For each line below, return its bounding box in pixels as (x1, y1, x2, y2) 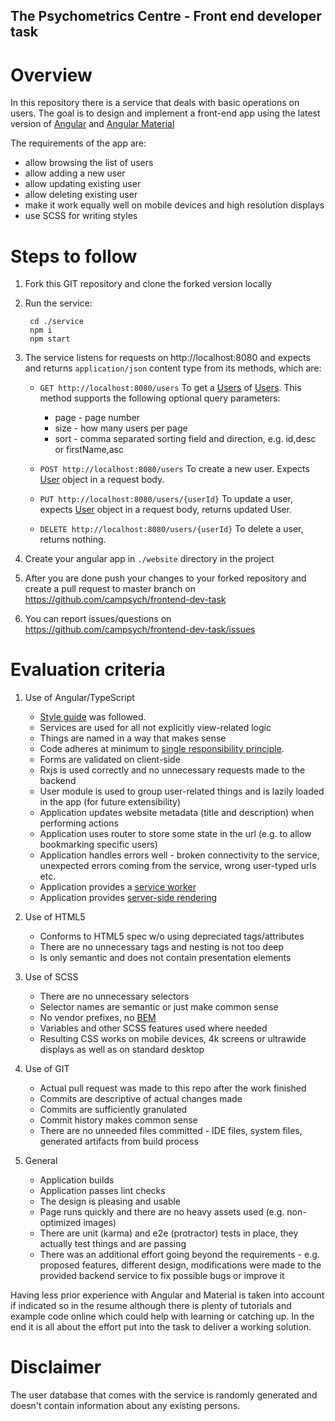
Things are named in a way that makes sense (39, 732, 227, 744)
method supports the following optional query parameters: (39, 392, 281, 404)
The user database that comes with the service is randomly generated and (10, 1389, 318, 1401)
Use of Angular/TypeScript (24, 692, 135, 704)
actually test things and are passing (39, 1238, 187, 1250)
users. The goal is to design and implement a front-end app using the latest (10, 107, 321, 119)
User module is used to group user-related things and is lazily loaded (39, 785, 325, 798)
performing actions (39, 817, 119, 829)
